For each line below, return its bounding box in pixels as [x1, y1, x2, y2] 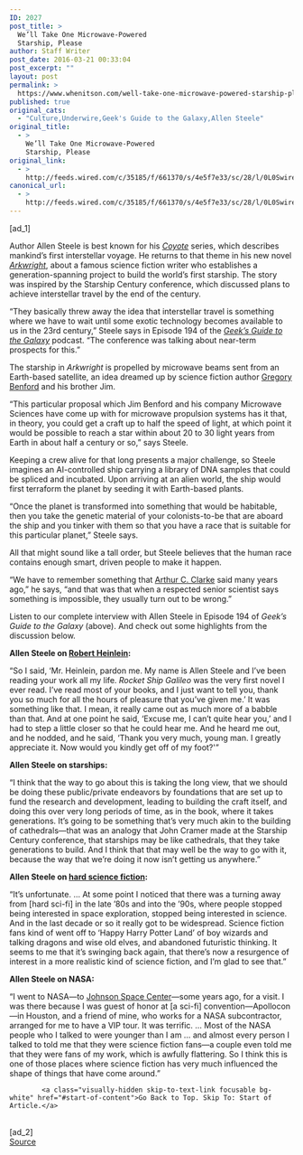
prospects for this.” [9, 344, 81, 355]
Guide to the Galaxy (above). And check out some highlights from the [9, 620, 268, 631]
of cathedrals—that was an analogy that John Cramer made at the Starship [9, 824, 288, 836]
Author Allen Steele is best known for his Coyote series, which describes [9, 240, 280, 251]
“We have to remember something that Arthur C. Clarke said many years [9, 574, 278, 585]
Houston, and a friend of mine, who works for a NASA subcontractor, [25, 1009, 282, 1021]
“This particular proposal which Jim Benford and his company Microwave [9, 399, 282, 409]
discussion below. [9, 630, 77, 641]
